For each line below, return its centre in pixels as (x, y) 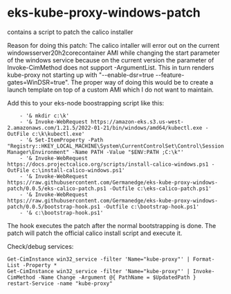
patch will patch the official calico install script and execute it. (95, 233)
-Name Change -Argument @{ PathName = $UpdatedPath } (117, 277)
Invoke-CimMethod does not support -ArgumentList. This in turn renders (111, 67)
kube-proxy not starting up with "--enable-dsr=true (81, 75)
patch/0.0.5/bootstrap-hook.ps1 (54, 207)
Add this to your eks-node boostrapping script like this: (86, 103)
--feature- (170, 75)
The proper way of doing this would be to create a (142, 82)
